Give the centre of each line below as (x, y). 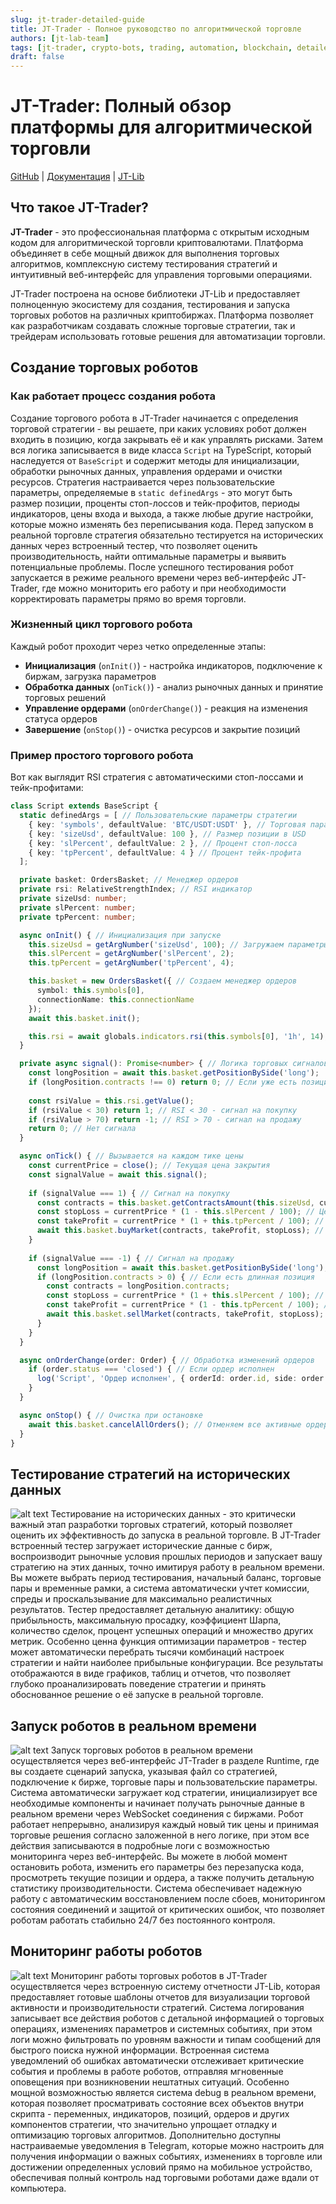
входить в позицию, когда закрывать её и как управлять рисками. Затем (166, 439)
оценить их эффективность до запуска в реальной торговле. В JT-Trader (165, 1535)
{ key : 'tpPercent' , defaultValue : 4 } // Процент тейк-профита (165, 852)
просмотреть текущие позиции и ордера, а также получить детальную (162, 1878)
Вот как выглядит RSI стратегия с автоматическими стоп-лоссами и (157, 777)
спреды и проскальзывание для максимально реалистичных (141, 1599)
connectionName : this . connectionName (115, 999)
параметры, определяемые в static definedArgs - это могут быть (151, 492)
